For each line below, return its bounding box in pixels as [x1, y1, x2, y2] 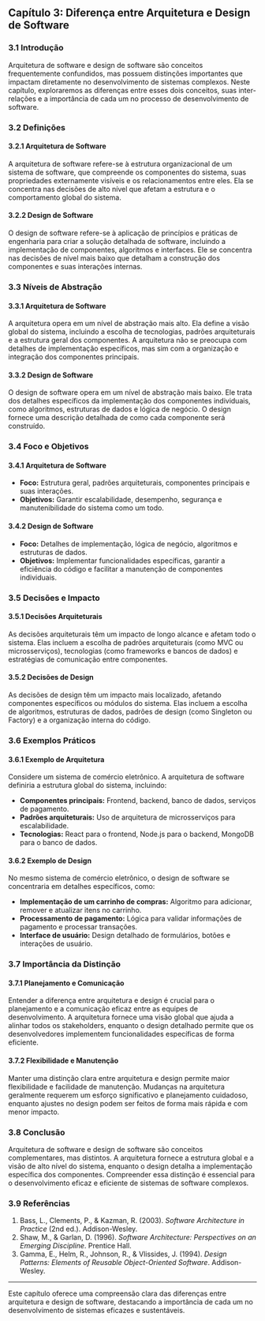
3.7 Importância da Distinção [8, 959, 121, 970]
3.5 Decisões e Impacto [8, 592, 100, 603]
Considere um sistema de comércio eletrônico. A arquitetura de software [8, 772, 244, 782]
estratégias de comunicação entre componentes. [8, 655, 168, 664]
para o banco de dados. [19, 838, 98, 847]
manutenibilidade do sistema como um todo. [19, 503, 164, 512]
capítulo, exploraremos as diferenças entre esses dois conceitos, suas [8, 85, 237, 95]
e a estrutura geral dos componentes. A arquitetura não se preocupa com [8, 336, 248, 345]
